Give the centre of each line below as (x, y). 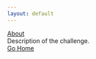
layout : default (30, 14)
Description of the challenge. (48, 41)
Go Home (21, 48)
